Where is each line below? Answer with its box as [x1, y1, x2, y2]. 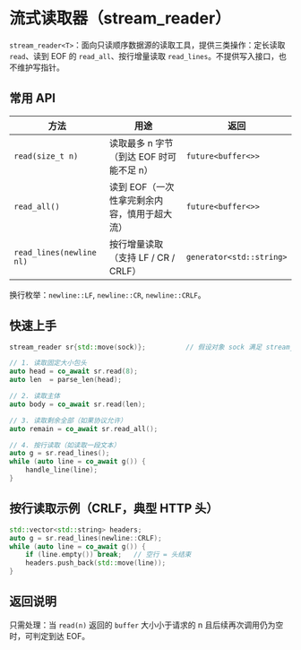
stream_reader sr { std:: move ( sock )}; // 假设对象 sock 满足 [9, 342, 262, 351]
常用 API [9, 91, 56, 106]
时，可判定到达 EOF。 [9, 630, 90, 641]
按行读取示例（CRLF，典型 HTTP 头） [9, 501, 219, 516]
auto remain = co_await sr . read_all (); [9, 424, 159, 433]
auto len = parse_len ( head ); [9, 376, 123, 385]
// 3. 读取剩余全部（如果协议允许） [9, 416, 127, 425]
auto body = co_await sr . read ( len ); [9, 400, 146, 409]
